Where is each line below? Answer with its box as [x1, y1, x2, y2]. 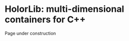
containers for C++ [5, 14, 86, 25]
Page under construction [5, 30, 56, 36]
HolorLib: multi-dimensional [5, 3, 124, 15]
